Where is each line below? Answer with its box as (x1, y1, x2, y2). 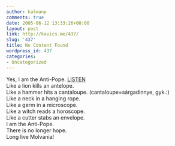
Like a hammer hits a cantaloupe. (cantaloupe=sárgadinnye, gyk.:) (6, 88, 170, 96)
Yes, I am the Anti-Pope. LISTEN (6, 76, 86, 83)
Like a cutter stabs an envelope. (6, 114, 85, 121)
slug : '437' (6, 37, 36, 43)
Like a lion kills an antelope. (6, 82, 74, 89)
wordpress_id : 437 (6, 48, 52, 54)
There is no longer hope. (6, 127, 67, 134)
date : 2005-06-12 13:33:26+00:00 (6, 20, 90, 26)
